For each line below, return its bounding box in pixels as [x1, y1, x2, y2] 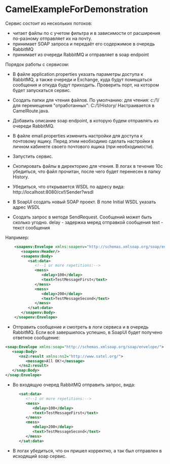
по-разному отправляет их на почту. [12, 35, 93, 41]
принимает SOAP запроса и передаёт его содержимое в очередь [12, 40, 155, 47]
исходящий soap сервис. [12, 453, 67, 459]
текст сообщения [12, 224, 51, 230]
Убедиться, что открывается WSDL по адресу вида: [12, 183, 125, 190]
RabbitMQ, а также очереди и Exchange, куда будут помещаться [12, 76, 152, 82]
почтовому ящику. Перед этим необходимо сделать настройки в [12, 138, 154, 144]
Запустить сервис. [12, 153, 53, 159]
